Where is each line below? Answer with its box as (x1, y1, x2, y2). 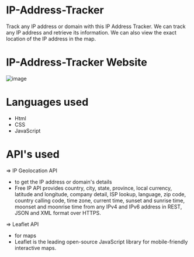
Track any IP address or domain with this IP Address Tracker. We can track (6, 23, 186, 30)
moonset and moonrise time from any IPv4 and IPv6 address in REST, (14, 203, 182, 210)
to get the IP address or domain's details (14, 178, 112, 185)
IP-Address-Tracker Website (6, 56, 147, 69)
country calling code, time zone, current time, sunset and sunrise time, (14, 197, 185, 204)
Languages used (6, 96, 89, 109)
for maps (14, 232, 37, 239)
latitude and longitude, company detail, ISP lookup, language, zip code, (14, 190, 186, 197)
